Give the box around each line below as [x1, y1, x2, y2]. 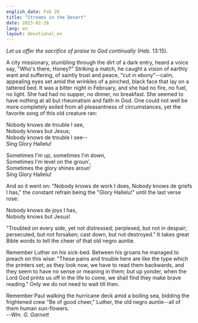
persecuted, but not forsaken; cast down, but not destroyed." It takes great [6, 231, 189, 238]
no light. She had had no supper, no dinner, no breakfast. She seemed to [6, 91, 184, 98]
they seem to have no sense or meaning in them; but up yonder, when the [6, 268, 187, 275]
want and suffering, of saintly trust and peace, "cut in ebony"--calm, [6, 72, 174, 79]
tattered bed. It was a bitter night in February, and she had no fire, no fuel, [6, 84, 187, 91]
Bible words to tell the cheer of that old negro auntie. [6, 237, 136, 245]
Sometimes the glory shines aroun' [6, 165, 92, 172]
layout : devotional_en [6, 31, 62, 37]
